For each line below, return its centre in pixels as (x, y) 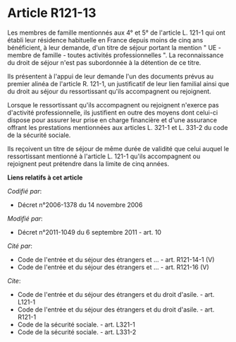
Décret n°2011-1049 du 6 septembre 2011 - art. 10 (89, 232)
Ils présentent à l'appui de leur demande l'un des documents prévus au (110, 76)
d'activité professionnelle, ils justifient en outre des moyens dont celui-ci (113, 112)
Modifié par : (25, 218)
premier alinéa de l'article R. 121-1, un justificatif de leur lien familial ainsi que (118, 83)
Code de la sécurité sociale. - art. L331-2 (77, 332)
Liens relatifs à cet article (45, 177)
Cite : (14, 281)
